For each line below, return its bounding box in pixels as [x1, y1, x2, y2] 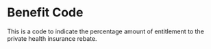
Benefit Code [7, 5, 84, 20]
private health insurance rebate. [7, 34, 97, 42]
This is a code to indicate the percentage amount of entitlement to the [7, 27, 204, 35]
